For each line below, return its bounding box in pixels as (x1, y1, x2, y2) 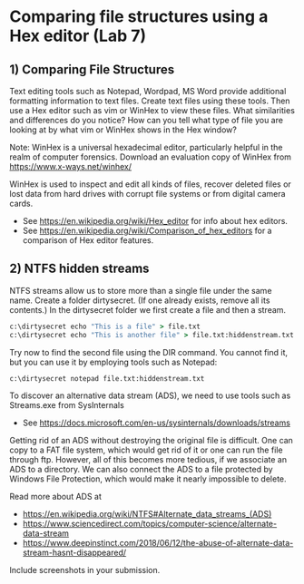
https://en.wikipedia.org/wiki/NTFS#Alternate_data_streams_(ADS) (22, 509, 272, 520)
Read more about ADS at (9, 492, 103, 502)
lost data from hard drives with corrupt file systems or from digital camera (9, 189, 286, 199)
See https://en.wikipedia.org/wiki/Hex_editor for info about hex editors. (22, 216, 289, 226)
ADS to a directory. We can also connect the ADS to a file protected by (9, 464, 274, 475)
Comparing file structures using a (9, 6, 269, 27)
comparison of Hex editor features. (22, 235, 154, 246)
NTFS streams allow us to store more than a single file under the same (9, 285, 272, 296)
